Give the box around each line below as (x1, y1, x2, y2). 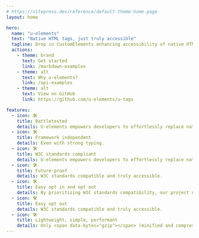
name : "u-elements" (11, 30, 60, 36)
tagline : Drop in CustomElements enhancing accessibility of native (11, 41, 184, 47)
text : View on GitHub (21, 91, 76, 97)
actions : (11, 47, 33, 53)
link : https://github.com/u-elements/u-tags (21, 97, 134, 102)
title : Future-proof (17, 168, 68, 173)
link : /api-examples (21, 80, 73, 86)
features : (6, 107, 31, 113)
